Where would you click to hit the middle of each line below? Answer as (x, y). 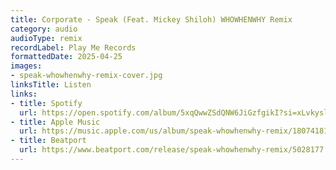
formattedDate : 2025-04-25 (66, 57)
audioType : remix (46, 38)
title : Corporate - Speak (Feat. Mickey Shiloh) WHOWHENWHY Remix (151, 19)
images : (26, 66)
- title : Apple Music (55, 122)
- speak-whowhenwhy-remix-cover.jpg (86, 76)
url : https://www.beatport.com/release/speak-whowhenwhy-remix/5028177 (172, 150)
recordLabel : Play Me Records (73, 47)
